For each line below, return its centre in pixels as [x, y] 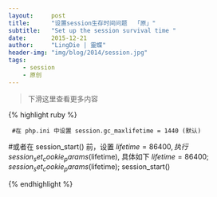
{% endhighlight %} [41, 184]
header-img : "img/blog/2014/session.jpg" [78, 53]
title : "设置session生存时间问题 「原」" [82, 23]
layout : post [37, 16]
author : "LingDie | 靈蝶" [57, 45]
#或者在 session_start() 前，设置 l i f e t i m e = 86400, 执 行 [99, 146]
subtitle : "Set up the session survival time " [93, 30]
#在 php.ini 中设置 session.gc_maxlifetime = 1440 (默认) [107, 131]
